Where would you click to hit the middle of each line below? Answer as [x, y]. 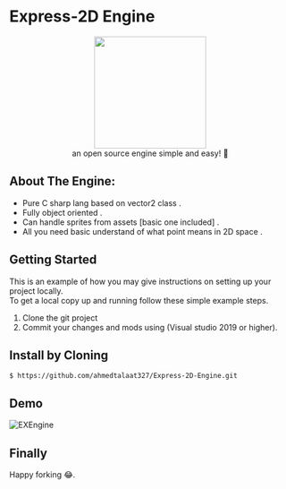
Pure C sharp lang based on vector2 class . [101, 202]
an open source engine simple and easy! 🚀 [150, 153]
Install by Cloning [59, 355]
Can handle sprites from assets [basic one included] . [121, 222]
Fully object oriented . [62, 212]
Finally [28, 453]
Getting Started [53, 260]
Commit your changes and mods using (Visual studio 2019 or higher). [150, 327]
